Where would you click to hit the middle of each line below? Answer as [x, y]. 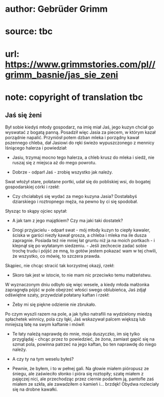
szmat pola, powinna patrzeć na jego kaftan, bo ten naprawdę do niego [84, 344]
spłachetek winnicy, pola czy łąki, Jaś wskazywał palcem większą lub [75, 319]
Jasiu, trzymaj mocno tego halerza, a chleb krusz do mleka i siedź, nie [83, 157]
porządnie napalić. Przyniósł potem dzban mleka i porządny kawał [72, 137]
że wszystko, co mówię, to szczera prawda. [56, 256]
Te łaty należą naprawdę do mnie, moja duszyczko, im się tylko [76, 334]
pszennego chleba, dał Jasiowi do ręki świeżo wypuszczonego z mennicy [80, 143]
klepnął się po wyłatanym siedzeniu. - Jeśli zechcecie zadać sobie [80, 246]
